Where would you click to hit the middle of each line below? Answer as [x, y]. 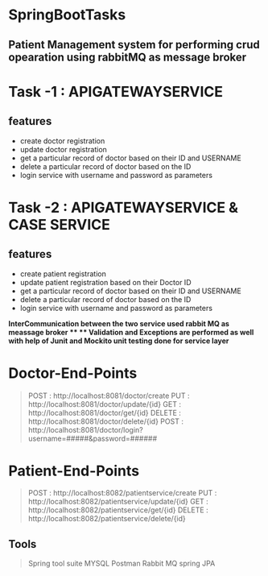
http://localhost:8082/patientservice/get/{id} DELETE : [118, 510]
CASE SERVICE [60, 224]
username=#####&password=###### [93, 438]
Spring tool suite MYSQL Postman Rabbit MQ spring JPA [122, 564]
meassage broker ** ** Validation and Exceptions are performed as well [131, 332]
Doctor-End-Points [73, 373]
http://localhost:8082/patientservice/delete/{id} [107, 519]
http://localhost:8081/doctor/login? [85, 429]
